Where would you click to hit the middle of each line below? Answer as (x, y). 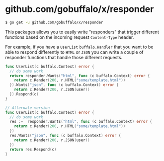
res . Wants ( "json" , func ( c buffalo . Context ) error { (65, 136)
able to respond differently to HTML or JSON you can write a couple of (74, 52)
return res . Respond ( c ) (33, 149)
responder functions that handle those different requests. (64, 57)
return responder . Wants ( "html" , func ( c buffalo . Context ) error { (80, 76)
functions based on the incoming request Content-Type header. (70, 37)
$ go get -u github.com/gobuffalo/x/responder (54, 22)
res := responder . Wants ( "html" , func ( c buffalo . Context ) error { (81, 122)
